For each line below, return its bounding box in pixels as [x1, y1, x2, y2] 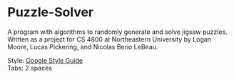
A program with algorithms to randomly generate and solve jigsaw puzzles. [7, 28, 228, 36]
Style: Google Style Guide [7, 56, 83, 64]
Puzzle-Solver [7, 4, 94, 20]
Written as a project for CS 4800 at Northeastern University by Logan [7, 35, 212, 43]
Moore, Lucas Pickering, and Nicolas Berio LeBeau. [7, 42, 158, 51]
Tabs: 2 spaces [7, 63, 52, 72]
